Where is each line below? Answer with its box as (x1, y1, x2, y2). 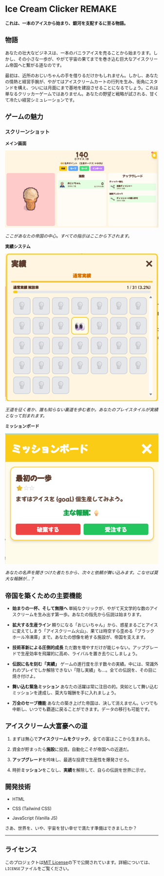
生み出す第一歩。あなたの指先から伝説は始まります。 (37, 611, 144, 617)
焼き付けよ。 (12, 674, 38, 679)
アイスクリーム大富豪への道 (5, 722, 88, 730)
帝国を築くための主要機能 (5, 591, 82, 600)
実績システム (5, 244, 31, 249)
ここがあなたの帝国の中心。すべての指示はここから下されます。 (5, 233, 132, 239)
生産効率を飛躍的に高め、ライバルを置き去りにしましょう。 (20, 651, 140, 656)
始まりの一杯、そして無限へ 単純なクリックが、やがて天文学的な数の (12, 606, 150, 611)
